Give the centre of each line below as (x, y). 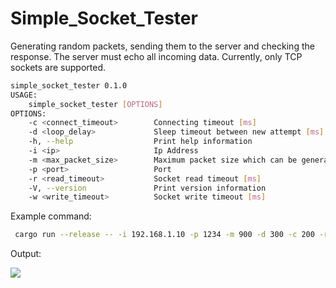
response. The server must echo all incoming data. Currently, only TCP (156, 56)
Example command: (51, 216)
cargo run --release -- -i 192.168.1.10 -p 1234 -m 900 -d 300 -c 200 (164, 235)
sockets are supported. (58, 67)
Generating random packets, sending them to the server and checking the (162, 46)
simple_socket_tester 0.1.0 (69, 85)
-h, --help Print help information (140, 142)
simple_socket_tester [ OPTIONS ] (95, 104)
